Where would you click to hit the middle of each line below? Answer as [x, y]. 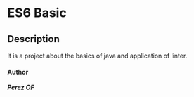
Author [18, 72]
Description [33, 39]
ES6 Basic [37, 13]
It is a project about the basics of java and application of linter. [97, 56]
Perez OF [21, 88]
